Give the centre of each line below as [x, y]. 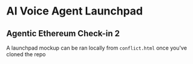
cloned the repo [26, 54]
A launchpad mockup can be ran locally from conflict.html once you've [97, 48]
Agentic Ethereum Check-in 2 [63, 34]
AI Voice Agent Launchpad [75, 11]
